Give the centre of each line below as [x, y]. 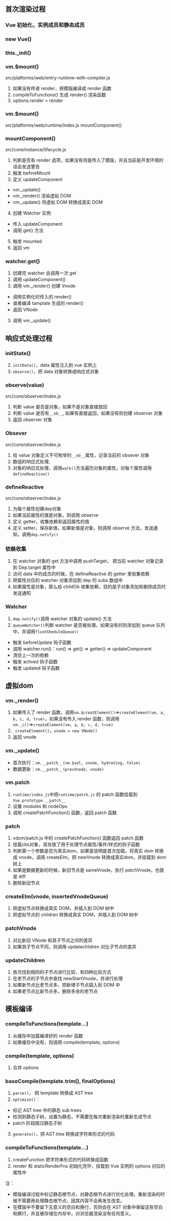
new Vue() [18, 39]
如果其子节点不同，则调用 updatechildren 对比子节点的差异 [75, 947]
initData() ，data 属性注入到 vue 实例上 [55, 365]
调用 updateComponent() [39, 280]
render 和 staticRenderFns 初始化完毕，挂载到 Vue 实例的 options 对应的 [89, 1166]
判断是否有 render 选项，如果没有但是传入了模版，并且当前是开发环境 [86, 160]
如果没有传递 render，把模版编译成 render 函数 [62, 88]
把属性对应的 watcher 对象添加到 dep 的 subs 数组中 [68, 580]
